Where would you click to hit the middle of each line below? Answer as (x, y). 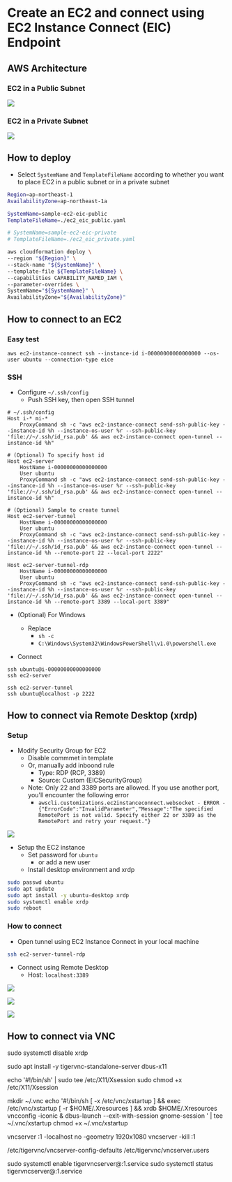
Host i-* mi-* (28, 419)
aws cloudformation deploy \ (49, 252)
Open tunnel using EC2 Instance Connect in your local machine (108, 941)
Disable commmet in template (70, 758)
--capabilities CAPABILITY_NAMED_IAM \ (65, 278)
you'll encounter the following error (78, 795)
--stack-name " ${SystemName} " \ (54, 265)
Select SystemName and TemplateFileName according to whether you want (121, 174)
